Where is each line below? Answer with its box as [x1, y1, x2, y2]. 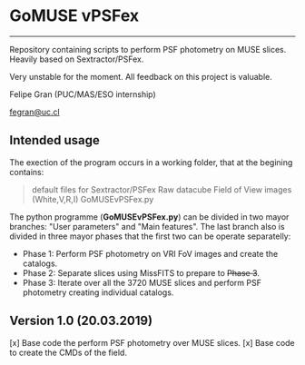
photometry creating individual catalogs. [22, 287, 174, 298]
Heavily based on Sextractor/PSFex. [9, 54, 144, 64]
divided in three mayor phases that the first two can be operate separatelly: [9, 231, 291, 242]
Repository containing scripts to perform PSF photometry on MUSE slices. [9, 44, 287, 54]
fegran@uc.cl [9, 106, 61, 117]
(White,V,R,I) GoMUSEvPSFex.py [31, 193, 154, 204]
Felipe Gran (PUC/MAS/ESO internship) [9, 88, 156, 100]
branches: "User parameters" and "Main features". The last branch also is [9, 221, 285, 232]
